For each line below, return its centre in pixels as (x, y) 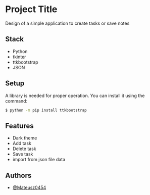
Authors (18, 175)
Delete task (24, 149)
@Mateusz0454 (29, 187)
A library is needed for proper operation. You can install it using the (75, 95)
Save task (23, 154)
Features (19, 126)
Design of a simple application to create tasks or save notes (67, 23)
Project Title (31, 9)
